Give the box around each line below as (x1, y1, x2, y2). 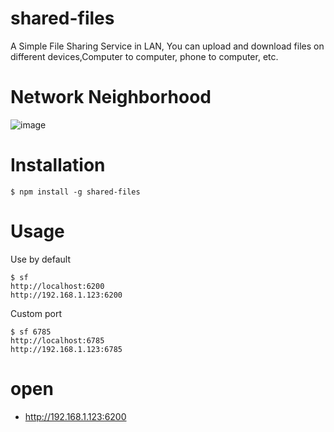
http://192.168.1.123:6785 (10, 344, 123, 354)
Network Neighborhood (10, 86, 212, 109)
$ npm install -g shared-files (10, 187, 141, 197)
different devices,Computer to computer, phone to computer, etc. (10, 50, 279, 62)
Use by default (10, 253, 72, 265)
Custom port (10, 307, 62, 319)
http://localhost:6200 (10, 281, 105, 291)
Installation (10, 154, 106, 177)
